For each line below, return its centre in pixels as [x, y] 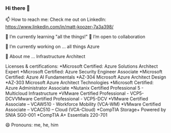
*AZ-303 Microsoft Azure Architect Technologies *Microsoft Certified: [80, 83]
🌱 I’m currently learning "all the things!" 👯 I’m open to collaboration [75, 37]
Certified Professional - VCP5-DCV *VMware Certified [91, 99]
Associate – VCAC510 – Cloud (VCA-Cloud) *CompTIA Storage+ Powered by [86, 110]
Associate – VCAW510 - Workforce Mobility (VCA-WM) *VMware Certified [83, 104]
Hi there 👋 [18, 8]
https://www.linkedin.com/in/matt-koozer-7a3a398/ [59, 27]
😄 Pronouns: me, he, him [32, 125]
